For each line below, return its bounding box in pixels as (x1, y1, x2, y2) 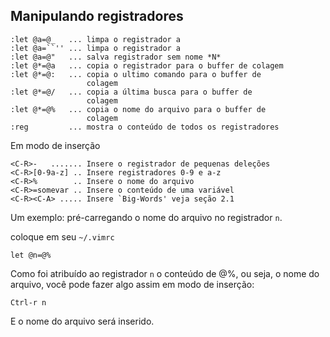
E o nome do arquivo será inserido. (10, 315, 155, 327)
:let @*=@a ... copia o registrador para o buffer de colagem (10, 60, 284, 71)
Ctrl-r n (10, 297, 47, 308)
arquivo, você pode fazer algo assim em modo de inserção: (10, 278, 255, 290)
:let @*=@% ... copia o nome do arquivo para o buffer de (10, 104, 267, 114)
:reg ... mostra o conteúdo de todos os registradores (10, 122, 280, 132)
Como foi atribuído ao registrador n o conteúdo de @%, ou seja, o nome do (10, 267, 320, 279)
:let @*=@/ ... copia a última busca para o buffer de (10, 87, 253, 97)
